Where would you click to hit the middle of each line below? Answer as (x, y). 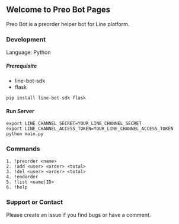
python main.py (25, 134)
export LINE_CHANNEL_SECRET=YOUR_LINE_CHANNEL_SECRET (74, 124)
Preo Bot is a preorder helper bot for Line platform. (68, 24)
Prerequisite (22, 66)
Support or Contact (35, 202)
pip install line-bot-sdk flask (46, 98)
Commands (23, 149)
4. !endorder (22, 177)
